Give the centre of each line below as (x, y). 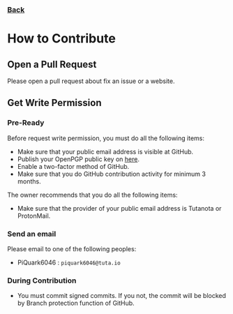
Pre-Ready (26, 123)
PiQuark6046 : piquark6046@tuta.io (69, 262)
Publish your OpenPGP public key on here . (78, 159)
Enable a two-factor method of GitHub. (73, 166)
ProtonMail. (34, 216)
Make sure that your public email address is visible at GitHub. (105, 151)
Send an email (32, 234)
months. (29, 181)
